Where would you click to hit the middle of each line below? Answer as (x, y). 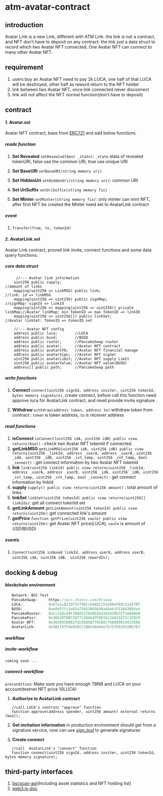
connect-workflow (24, 672)
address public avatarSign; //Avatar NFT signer (65, 354)
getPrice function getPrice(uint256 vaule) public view (70, 518)
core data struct (22, 266)
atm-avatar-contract (48, 7)
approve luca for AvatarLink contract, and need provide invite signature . (85, 401)
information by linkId (33, 482)
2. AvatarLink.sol (23, 239)
